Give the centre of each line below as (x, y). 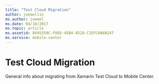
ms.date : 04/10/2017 (27, 24)
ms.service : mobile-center (34, 38)
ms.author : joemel (24, 19)
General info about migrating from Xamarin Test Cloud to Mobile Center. (80, 76)
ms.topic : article (24, 28)
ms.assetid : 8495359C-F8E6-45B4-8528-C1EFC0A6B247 (60, 33)
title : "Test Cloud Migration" (38, 10)
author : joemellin (24, 14)
